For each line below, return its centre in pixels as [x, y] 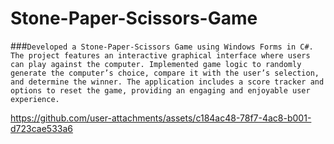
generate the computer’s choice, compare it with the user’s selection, [165, 73]
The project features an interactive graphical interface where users [160, 55]
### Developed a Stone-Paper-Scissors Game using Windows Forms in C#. [162, 46]
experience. [35, 99]
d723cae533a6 [41, 128]
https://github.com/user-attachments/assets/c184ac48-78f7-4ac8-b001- [161, 118]
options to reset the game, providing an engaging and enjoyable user [160, 90]
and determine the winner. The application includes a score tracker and [167, 82]
